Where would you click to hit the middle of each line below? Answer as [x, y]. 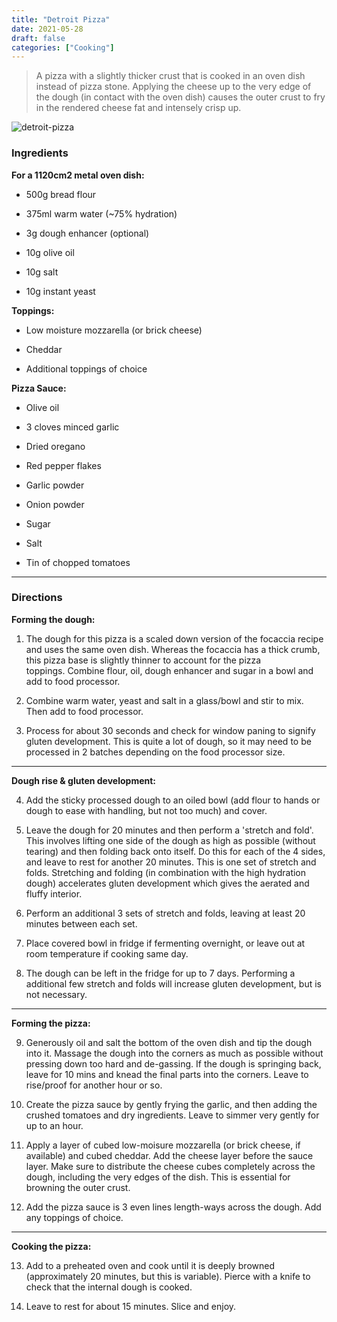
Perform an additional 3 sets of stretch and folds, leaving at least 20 [165, 913]
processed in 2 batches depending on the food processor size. [155, 752]
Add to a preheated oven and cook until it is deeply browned [150, 1265]
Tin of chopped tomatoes [78, 562]
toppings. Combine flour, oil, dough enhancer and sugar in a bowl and [169, 670]
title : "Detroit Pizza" [61, 19]
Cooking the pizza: [51, 1246]
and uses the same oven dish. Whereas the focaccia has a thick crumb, [173, 649]
